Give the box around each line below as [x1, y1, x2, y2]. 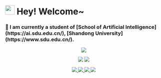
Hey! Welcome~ [16, 6, 85, 17]
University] [95, 30, 123, 37]
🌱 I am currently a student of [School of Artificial [5, 24, 125, 31]
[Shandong [66, 30, 95, 37]
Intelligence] [125, 24, 157, 31]
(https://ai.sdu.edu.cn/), [5, 30, 66, 37]
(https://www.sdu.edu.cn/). [5, 36, 74, 43]
